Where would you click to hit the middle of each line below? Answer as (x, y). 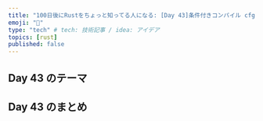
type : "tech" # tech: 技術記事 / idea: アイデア (84, 30)
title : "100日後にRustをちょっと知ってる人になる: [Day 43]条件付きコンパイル (124, 15)
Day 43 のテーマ (48, 78)
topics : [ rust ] (33, 37)
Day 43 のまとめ (48, 107)
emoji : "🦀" (26, 23)
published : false (36, 44)
